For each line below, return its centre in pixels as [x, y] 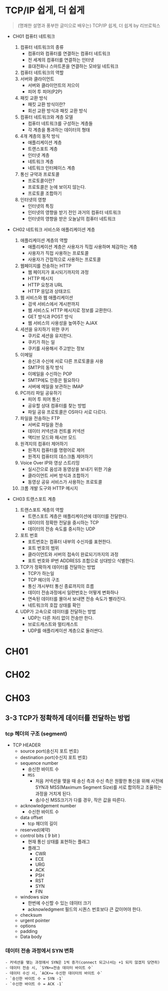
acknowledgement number [48, 806]
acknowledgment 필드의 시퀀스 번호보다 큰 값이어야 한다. [85, 909]
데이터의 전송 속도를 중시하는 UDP [61, 529]
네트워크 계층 [41, 161]
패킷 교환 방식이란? [47, 104]
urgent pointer [35, 920]
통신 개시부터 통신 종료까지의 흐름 [61, 586]
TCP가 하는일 [41, 573]
